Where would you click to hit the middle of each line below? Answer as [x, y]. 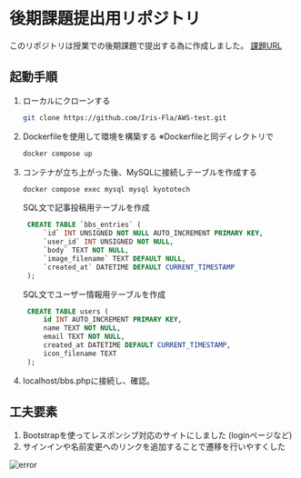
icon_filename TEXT [80, 354]
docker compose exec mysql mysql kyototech [106, 189]
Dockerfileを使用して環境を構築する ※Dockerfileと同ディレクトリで [148, 136]
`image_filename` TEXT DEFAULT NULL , [115, 259]
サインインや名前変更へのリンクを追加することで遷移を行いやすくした [154, 447]
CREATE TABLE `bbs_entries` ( [84, 225]
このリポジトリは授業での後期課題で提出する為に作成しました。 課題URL [146, 45]
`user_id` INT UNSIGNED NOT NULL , [109, 242]
